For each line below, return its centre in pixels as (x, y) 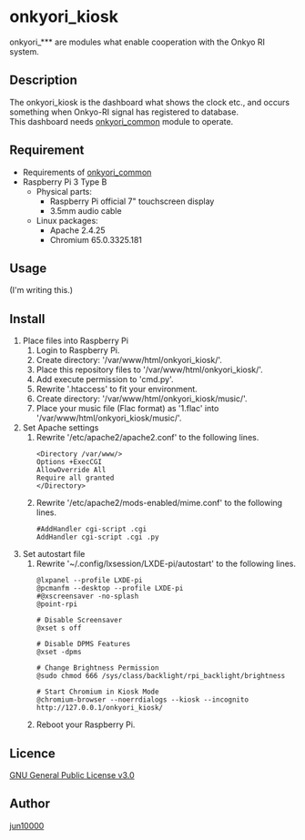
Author (30, 804)
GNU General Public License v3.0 (72, 775)
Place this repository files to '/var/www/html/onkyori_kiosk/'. (150, 369)
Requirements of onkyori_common (87, 172)
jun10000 (27, 825)
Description (43, 81)
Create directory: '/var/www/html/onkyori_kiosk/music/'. (142, 399)
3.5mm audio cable (86, 210)
